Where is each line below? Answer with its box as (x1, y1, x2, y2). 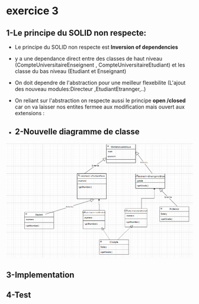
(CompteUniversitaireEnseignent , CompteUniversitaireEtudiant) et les (14, 61, 185, 68)
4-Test (6, 290, 31, 300)
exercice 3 (6, 4, 59, 18)
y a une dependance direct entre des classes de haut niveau (14, 55, 163, 62)
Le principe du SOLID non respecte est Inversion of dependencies (14, 43, 178, 50)
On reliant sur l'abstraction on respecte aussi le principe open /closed (14, 97, 186, 104)
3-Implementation (6, 270, 75, 280)
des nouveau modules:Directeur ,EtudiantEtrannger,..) (14, 85, 146, 93)
